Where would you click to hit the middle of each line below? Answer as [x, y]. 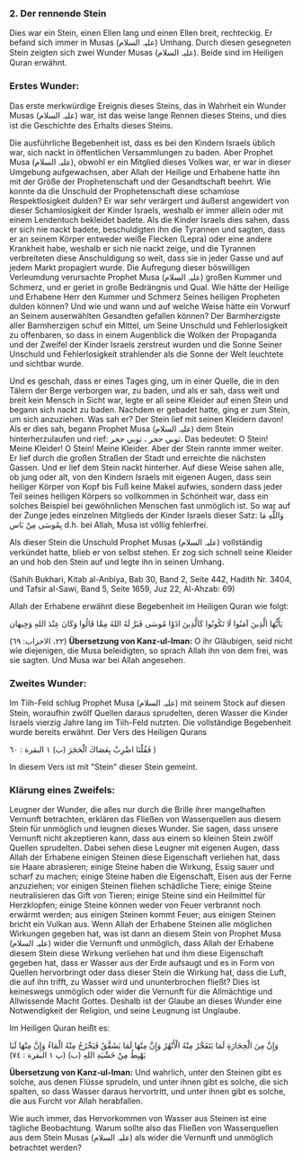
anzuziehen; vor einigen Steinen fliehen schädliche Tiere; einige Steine [141, 886]
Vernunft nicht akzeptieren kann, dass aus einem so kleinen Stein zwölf [142, 838]
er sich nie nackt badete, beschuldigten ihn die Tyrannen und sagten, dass [147, 229]
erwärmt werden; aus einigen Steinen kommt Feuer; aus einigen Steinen [142, 915]
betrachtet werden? [46, 1147]
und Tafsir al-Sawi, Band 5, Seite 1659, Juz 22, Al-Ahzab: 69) [122, 589]
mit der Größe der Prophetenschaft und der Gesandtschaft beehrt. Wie [140, 182]
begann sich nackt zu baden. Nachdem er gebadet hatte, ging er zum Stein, [150, 409]
